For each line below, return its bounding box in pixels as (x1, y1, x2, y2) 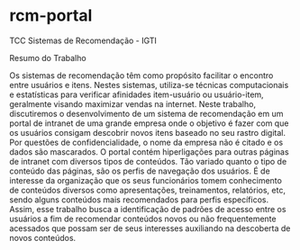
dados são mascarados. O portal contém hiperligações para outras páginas (9, 146, 290, 157)
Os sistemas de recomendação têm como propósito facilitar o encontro (9, 69, 274, 81)
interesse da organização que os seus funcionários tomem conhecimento (9, 174, 282, 185)
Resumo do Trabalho (9, 52, 87, 63)
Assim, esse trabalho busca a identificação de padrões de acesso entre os (9, 203, 286, 214)
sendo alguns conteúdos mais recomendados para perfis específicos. (9, 194, 268, 205)
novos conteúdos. (9, 232, 77, 243)
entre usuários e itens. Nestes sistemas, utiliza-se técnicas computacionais (9, 79, 289, 90)
